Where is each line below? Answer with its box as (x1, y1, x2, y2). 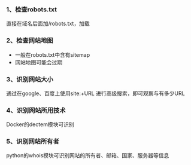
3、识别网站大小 (6, 75, 54, 83)
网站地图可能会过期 (14, 59, 63, 66)
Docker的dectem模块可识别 (6, 121, 74, 128)
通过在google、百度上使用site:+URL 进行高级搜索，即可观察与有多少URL (6, 90, 185, 97)
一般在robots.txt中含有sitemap (14, 51, 90, 58)
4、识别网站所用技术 (6, 106, 66, 114)
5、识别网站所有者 (6, 137, 60, 146)
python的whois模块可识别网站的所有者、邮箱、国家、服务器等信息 (6, 152, 169, 159)
